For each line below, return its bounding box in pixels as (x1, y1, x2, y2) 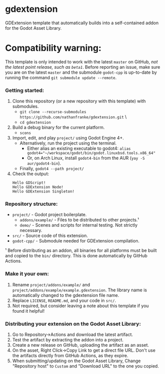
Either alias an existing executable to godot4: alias (27, 145, 131, 151)
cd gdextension (19, 120, 51, 125)
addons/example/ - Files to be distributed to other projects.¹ (19, 217, 139, 223)
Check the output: (12, 171, 49, 177)
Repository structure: (5, 200, 58, 207)
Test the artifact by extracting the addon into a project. (12, 337, 124, 343)
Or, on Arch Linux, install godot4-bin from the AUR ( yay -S (27, 155, 145, 161)
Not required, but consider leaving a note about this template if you (12, 303, 149, 309)
